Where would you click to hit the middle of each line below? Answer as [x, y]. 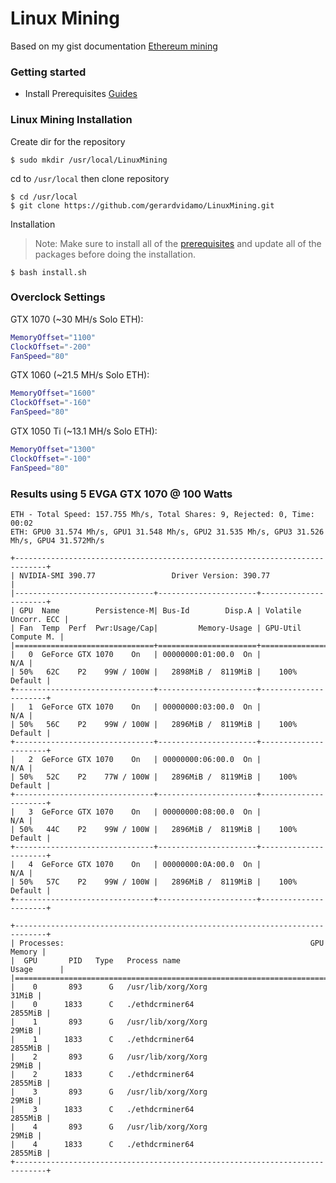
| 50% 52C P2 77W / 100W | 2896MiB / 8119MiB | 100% [154, 777]
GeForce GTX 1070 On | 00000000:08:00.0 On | [151, 812]
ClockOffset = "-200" [51, 347]
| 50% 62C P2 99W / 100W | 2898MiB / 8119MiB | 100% [154, 672]
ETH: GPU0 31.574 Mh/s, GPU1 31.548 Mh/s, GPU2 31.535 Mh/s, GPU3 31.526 [167, 532]
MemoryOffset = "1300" [53, 450]
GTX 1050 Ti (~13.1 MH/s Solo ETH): [84, 431]
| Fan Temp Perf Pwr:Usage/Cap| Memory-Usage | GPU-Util [156, 628]
